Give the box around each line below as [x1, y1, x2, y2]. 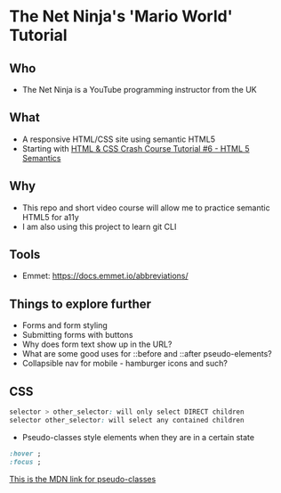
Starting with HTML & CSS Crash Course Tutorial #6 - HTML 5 [21, 143, 251, 153]
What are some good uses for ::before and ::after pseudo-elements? [21, 349, 273, 359]
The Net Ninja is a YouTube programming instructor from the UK [21, 85, 257, 94]
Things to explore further [9, 296, 152, 311]
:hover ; [9, 448, 42, 458]
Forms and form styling [21, 320, 108, 331]
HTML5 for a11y [21, 211, 80, 222]
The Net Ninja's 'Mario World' [9, 6, 233, 27]
